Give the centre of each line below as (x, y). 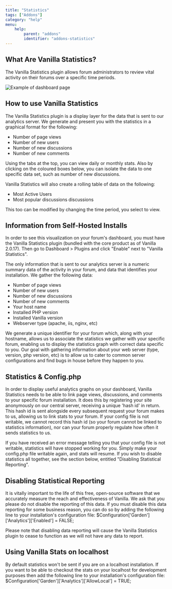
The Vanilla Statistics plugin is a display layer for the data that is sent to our (85, 116)
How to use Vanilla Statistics (52, 104)
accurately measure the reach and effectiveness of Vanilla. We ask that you (85, 499)
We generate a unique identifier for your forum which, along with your (79, 333)
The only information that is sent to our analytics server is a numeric (78, 264)
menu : (11, 24)
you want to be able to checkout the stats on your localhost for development (86, 570)
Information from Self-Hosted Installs (66, 225)
